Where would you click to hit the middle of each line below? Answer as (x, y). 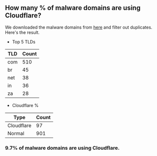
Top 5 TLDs (24, 42)
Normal (16, 133)
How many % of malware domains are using (73, 8)
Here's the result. (22, 32)
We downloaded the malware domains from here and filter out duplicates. (79, 27)
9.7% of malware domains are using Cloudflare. (62, 148)
